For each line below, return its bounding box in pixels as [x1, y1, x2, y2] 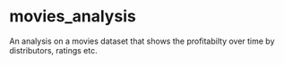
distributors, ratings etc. [9, 45, 98, 55]
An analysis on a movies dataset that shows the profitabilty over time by [9, 36, 275, 46]
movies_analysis [9, 6, 136, 27]
